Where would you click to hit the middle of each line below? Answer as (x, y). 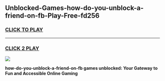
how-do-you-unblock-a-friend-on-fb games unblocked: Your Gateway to (82, 68)
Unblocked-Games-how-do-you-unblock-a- (74, 8)
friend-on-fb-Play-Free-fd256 (52, 16)
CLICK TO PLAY (24, 30)
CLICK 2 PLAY (22, 48)
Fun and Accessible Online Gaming (41, 73)
